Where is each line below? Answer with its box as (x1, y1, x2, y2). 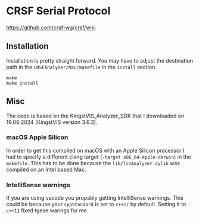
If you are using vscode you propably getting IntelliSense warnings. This (6, 194, 184, 202)
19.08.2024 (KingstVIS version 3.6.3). (6, 118, 98, 126)
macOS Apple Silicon (6, 133, 69, 141)
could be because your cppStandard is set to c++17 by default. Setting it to (6, 201, 186, 208)
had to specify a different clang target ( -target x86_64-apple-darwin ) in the (6, 153, 192, 160)
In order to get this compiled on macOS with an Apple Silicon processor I (6, 147, 185, 154)
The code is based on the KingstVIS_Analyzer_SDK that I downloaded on (6, 112, 185, 119)
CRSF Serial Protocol (6, 4, 111, 18)
